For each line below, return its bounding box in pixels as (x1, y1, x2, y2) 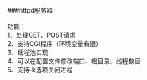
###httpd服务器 (7, 6, 53, 14)
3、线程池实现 (7, 48, 49, 56)
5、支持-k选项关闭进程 (7, 65, 73, 74)
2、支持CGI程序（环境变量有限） (7, 40, 102, 47)
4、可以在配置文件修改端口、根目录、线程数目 (7, 57, 141, 65)
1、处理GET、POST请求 (7, 31, 76, 39)
